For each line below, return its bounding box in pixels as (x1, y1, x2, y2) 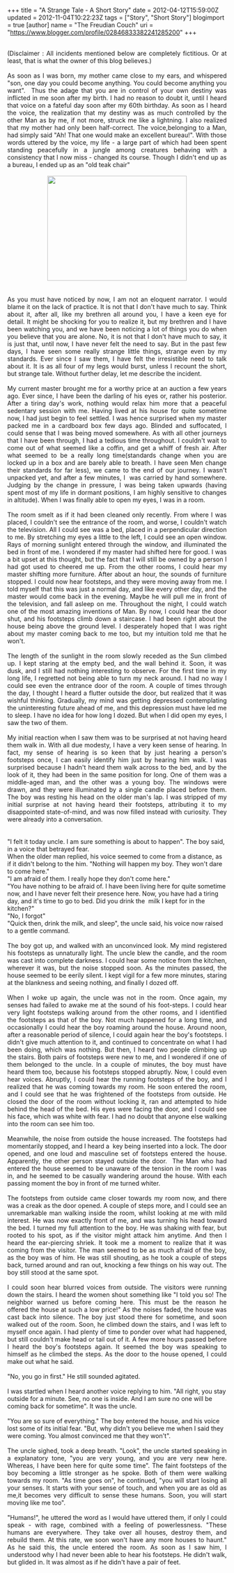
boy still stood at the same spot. (7, 1268, 99, 1277)
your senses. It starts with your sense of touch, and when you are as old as (7, 1484, 227, 1492)
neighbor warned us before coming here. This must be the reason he (7, 1298, 227, 1306)
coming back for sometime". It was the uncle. (7, 1402, 137, 1410)
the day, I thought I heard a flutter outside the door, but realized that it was (7, 689, 227, 697)
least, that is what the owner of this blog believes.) (7, 57, 152, 65)
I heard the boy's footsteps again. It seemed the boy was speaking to (7, 1342, 227, 1351)
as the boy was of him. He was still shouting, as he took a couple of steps (7, 1254, 227, 1261)
